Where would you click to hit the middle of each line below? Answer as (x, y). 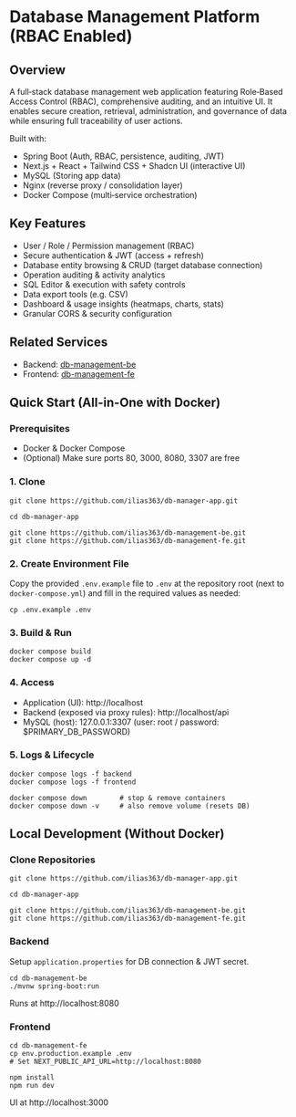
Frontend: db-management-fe (78, 374)
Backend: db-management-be (79, 364)
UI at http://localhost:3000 (59, 1102)
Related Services (59, 343)
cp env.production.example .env (71, 1054)
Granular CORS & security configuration (97, 313)
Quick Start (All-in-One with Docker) (115, 403)
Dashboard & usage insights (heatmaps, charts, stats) (123, 304)
